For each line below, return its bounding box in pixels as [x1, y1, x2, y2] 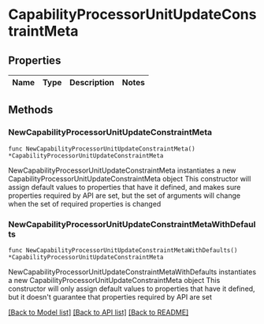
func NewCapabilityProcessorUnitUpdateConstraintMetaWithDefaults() [8, 246, 238, 254]
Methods [8, 103, 54, 117]
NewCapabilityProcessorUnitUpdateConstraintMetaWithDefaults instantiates [8, 266, 257, 277]
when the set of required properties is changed [8, 199, 162, 208]
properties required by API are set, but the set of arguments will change [8, 191, 241, 200]
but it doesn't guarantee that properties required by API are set [8, 292, 213, 301]
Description [69, 77, 114, 88]
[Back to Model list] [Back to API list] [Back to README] [8, 307, 189, 317]
